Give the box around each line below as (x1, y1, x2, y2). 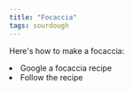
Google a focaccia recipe (20, 63, 113, 73)
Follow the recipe (20, 72, 83, 82)
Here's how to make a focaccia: (9, 45, 125, 56)
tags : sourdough (9, 21, 69, 30)
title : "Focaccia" (9, 12, 77, 22)
